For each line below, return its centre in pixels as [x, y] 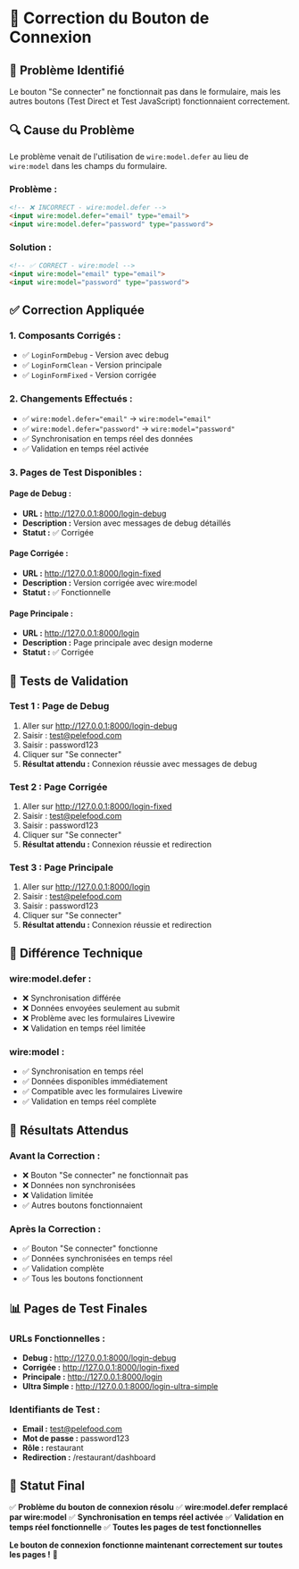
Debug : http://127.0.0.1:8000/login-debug [99, 1358]
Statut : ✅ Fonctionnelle [66, 592]
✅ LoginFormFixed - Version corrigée [89, 375]
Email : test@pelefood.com [72, 1429]
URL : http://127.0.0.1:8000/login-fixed [91, 573]
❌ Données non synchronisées [79, 1185]
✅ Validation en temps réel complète [89, 1101]
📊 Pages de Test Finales [79, 1308]
